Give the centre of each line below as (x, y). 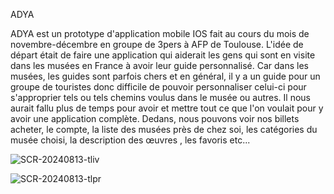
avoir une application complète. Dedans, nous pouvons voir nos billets (155, 118)
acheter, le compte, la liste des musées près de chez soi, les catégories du (164, 129)
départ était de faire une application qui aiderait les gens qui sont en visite (163, 55)
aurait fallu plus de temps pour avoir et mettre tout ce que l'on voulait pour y (167, 108)
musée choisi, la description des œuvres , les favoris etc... (130, 140)
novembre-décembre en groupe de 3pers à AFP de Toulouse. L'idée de (157, 44)
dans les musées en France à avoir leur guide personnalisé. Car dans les (159, 65)
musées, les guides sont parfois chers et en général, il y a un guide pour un (165, 76)
